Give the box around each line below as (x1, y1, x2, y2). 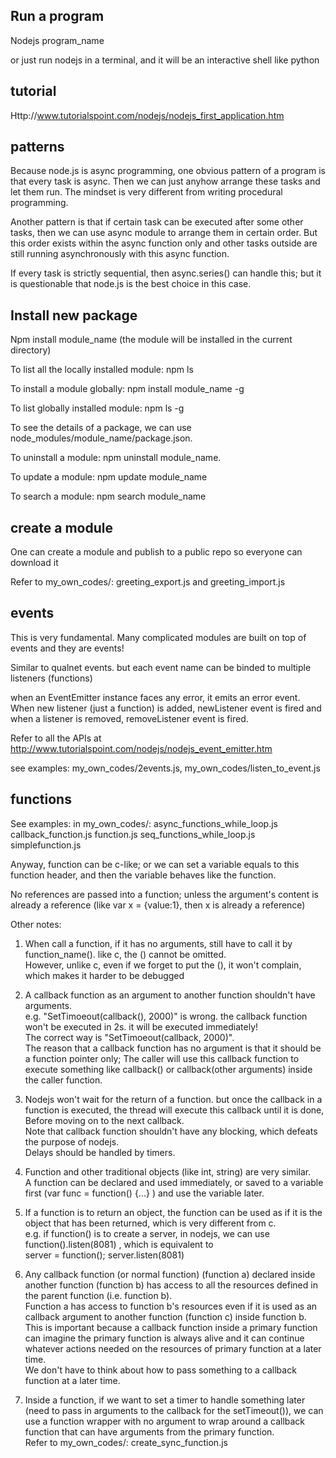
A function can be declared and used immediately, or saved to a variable (24, 1176, 324, 1188)
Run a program (10, 8, 105, 25)
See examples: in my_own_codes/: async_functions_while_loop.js (10, 817, 278, 829)
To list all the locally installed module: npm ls (10, 364, 194, 376)
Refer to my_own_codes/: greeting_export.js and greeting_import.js (10, 576, 286, 588)
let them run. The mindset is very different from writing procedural (10, 186, 283, 198)
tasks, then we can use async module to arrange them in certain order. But (10, 227, 318, 239)
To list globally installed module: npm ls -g (10, 402, 185, 414)
